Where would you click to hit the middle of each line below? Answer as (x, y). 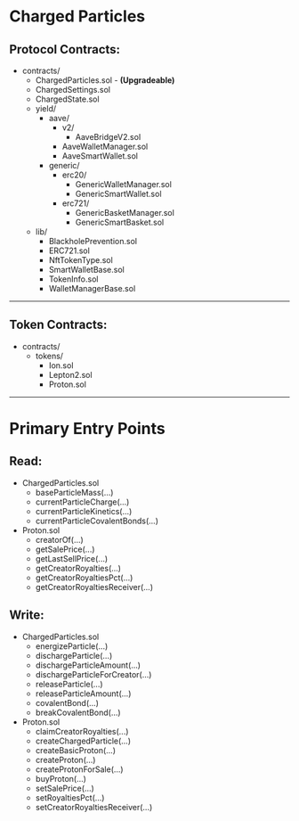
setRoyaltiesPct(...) (70, 797)
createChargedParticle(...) (83, 741)
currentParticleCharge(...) (82, 502)
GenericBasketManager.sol (125, 213)
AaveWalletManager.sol (105, 146)
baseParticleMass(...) (74, 492)
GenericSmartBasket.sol (120, 222)
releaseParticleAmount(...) (83, 694)
